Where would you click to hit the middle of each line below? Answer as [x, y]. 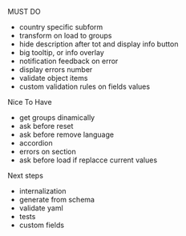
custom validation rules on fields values [84, 86]
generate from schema [57, 200]
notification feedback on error [69, 61]
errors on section [48, 152]
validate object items [53, 78]
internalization [42, 191]
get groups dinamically [57, 118]
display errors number [56, 70]
